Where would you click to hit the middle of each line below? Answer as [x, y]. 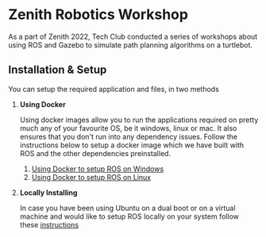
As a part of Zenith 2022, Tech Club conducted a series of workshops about [133, 36]
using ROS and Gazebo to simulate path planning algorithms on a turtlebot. [130, 44]
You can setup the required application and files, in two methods [114, 89]
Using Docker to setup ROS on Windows [98, 169]
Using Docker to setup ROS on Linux [91, 177]
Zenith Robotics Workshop [98, 15]
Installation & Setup [58, 70]
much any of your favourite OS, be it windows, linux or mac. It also [128, 128]
